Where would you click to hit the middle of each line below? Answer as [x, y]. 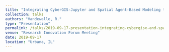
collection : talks [24, 14]
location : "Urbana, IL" [30, 42]
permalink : [17, 28]
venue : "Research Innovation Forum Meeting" [53, 33]
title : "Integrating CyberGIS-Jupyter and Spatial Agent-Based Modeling [83, 10]
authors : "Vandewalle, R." [33, 19]
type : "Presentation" [28, 24]
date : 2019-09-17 [23, 38]
